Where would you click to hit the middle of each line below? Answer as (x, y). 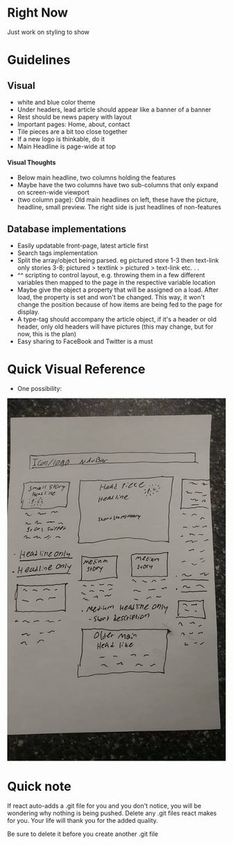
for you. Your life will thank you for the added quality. (83, 820)
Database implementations (67, 229)
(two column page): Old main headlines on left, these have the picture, (118, 200)
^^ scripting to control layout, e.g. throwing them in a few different (111, 275)
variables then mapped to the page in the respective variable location (116, 282)
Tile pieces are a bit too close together (72, 131)
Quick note (39, 786)
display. (28, 312)
